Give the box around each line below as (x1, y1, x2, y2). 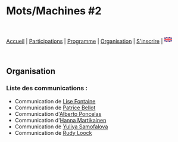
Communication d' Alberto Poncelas (14, 110, 102, 117)
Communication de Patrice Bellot (14, 104, 96, 111)
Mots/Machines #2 (6, 4, 102, 18)
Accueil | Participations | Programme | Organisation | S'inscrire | (6, 37, 163, 45)
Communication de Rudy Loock (14, 129, 92, 136)
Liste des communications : (6, 84, 88, 93)
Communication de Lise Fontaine (14, 97, 96, 105)
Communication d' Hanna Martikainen (14, 116, 107, 124)
